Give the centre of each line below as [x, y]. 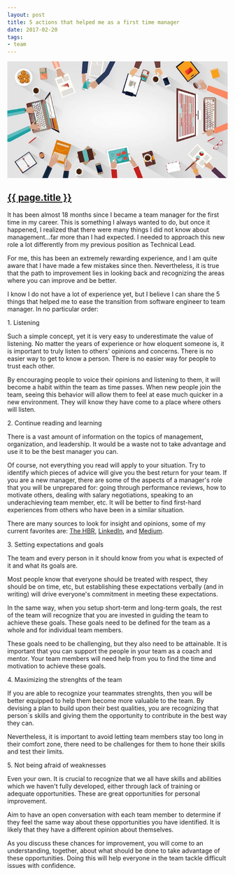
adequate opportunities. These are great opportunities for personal [104, 794]
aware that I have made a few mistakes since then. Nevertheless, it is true [113, 265]
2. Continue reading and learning [55, 423]
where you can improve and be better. [62, 280]
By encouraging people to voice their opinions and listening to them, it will [114, 380]
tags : [15, 37]
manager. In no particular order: [53, 309]
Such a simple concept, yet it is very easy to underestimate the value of [110, 336]
